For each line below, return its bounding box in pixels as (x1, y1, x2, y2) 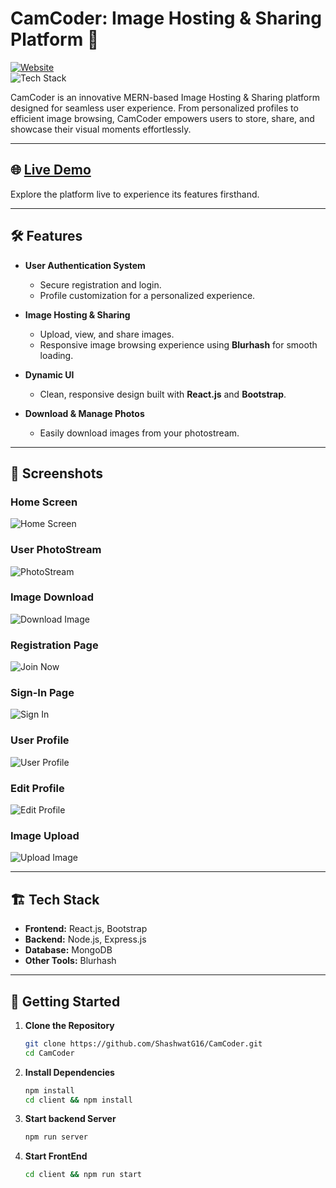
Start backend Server (24, 1113, 117, 1125)
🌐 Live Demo (10, 162, 92, 179)
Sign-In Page (10, 686, 75, 700)
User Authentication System (24, 259, 146, 271)
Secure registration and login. (39, 278, 162, 291)
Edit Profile (10, 781, 65, 795)
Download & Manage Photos (24, 407, 145, 419)
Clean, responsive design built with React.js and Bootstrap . (39, 388, 287, 400)
